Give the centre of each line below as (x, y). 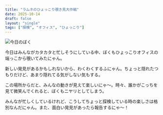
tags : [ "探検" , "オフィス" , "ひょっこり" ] (45, 28)
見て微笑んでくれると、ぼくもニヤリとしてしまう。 (56, 91)
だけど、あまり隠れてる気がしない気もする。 (58, 75)
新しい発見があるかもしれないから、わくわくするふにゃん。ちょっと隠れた (80, 69)
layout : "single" (23, 23)
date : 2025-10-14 (23, 14)
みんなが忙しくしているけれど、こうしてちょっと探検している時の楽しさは (80, 101)
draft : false (18, 18)
